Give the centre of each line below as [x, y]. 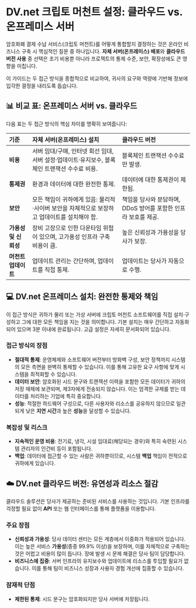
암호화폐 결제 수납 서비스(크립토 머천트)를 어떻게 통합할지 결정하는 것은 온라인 [94, 44]
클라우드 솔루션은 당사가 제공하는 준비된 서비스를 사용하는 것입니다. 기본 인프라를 [98, 501]
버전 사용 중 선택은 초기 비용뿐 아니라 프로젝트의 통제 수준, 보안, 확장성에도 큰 [94, 59]
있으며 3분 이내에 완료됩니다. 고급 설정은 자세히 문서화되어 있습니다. [94, 329]
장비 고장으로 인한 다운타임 [67, 228]
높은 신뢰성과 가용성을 [150, 232]
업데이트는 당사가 [144, 261]
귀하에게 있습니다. [35, 463]
